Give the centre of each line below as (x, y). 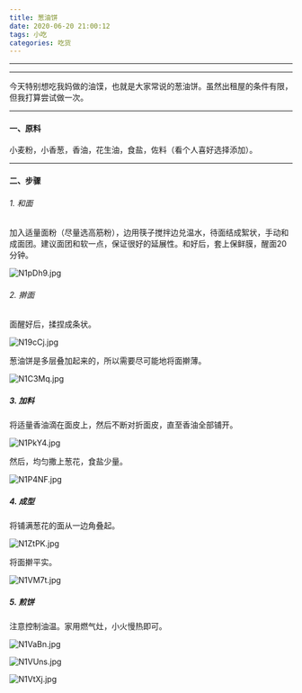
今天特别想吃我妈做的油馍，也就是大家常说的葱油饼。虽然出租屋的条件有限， (151, 86)
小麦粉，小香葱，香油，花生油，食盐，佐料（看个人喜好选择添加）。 (133, 150)
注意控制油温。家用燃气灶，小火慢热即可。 (88, 626)
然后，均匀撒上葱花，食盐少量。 (68, 462)
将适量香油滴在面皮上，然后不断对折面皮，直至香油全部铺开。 (124, 425)
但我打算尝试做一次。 (49, 98)
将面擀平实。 (33, 562)
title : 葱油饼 (34, 18)
